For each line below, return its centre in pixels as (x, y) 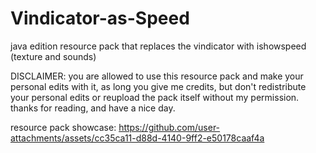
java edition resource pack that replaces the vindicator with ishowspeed (158, 46)
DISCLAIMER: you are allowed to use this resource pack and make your (157, 76)
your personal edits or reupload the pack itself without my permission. (155, 97)
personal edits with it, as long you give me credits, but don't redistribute (158, 86)
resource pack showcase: (63, 127)
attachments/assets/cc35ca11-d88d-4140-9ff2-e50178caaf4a (137, 138)
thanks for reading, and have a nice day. (93, 108)
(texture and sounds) (53, 56)
